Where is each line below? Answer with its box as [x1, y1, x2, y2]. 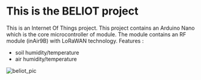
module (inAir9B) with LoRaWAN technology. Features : [6, 37, 144, 44]
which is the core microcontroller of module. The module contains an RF [6, 30, 186, 38]
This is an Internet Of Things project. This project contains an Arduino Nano [6, 24, 195, 32]
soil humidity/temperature [15, 48, 80, 56]
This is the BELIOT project [6, 4, 139, 18]
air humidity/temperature [15, 55, 77, 62]
